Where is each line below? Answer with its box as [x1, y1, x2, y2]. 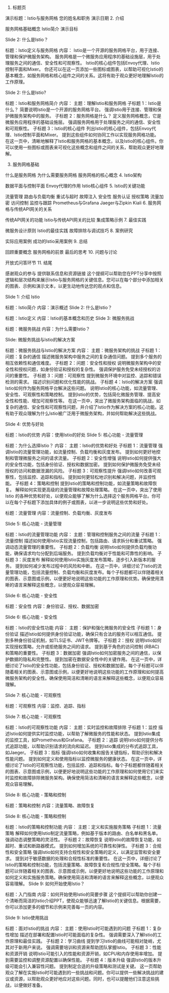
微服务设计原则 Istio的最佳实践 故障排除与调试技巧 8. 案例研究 [5, 227, 133, 233]
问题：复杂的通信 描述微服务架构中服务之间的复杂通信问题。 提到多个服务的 [5, 354, 162, 360]
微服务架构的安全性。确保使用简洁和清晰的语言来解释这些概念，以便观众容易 [5, 675, 164, 681]
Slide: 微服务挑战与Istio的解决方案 [5, 337, 75, 342]
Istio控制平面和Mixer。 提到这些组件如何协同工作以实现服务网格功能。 [14, 132, 159, 138]
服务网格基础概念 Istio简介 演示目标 [5, 26, 78, 32]
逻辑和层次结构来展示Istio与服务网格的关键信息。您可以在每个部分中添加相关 [5, 277, 164, 282]
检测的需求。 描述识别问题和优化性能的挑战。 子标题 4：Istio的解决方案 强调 [5, 379, 163, 385]
